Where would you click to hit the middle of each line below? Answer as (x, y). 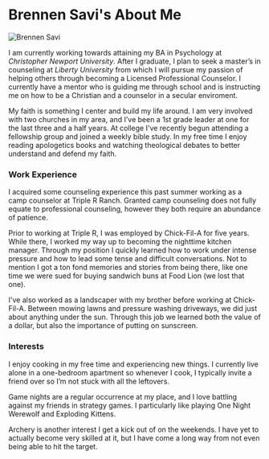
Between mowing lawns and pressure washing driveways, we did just (143, 309)
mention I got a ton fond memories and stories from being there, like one (128, 268)
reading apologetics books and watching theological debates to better (124, 145)
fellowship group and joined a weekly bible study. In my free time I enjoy (128, 136)
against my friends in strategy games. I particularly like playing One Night (130, 405)
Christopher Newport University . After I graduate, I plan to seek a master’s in (134, 61)
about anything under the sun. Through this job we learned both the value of (134, 317)
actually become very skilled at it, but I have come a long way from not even (134, 438)
